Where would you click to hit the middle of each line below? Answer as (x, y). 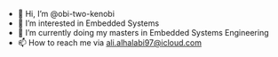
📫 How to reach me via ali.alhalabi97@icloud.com (110, 43)
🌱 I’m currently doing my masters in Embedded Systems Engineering (143, 33)
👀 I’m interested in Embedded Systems (88, 23)
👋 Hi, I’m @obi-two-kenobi (66, 14)
